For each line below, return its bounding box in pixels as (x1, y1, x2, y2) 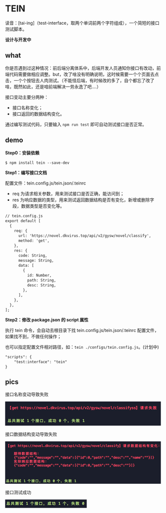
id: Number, (27, 273, 52, 278)
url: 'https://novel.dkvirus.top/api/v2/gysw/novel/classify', (18, 233, 152, 238)
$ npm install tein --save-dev (5, 160, 70, 165)
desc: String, (27, 282, 56, 287)
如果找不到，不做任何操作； (5, 333, 62, 339)
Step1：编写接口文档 (5, 169, 47, 176)
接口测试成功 (5, 489, 31, 495)
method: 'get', (18, 238, 50, 243)
